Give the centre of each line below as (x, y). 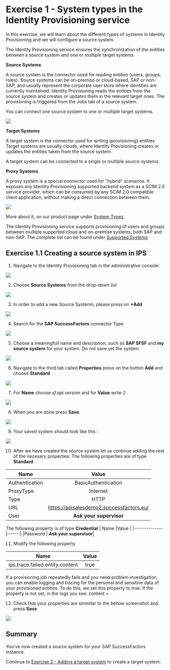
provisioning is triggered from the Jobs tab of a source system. (72, 101)
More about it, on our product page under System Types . (65, 217)
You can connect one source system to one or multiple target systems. (80, 111)
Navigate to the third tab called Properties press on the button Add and (88, 368)
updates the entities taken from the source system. (59, 151)
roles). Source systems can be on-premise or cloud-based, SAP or (75, 80)
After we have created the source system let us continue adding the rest (89, 450)
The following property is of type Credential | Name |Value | (69, 528)
